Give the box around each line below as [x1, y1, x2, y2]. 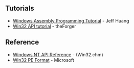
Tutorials [5, 4, 34, 13]
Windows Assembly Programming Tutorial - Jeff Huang [12, 17, 129, 24]
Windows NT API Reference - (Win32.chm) [12, 51, 103, 58]
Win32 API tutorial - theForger [12, 23, 76, 29]
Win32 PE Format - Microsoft [12, 57, 74, 63]
